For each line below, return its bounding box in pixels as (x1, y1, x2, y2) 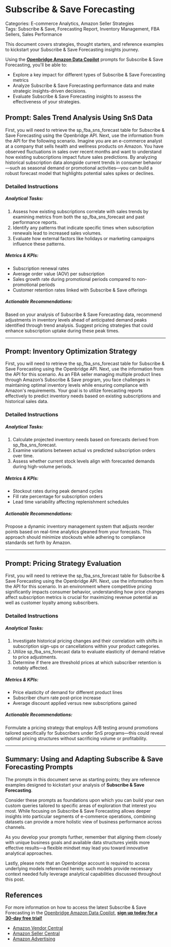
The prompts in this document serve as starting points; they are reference (5, 776, 160, 782)
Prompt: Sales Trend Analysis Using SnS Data (5, 113, 153, 122)
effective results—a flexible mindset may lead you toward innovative (5, 845, 149, 851)
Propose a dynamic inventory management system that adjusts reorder (5, 523, 154, 530)
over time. (12, 453, 34, 459)
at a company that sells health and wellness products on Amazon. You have (5, 143, 164, 149)
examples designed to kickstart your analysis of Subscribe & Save (5, 782, 145, 788)
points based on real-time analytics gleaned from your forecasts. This (5, 529, 152, 535)
